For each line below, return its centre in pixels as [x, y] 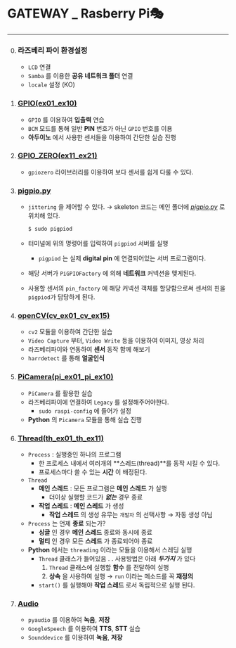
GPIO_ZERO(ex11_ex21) [57, 155]
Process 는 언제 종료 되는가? [67, 523]
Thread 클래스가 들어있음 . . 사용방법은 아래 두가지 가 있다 [117, 558]
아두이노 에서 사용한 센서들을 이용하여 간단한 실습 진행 [102, 137]
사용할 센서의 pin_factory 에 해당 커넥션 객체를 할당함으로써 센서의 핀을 [127, 288]
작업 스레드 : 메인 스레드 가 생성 [81, 506]
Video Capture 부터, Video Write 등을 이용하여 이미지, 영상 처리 [116, 341]
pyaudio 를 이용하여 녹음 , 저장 [69, 620]
